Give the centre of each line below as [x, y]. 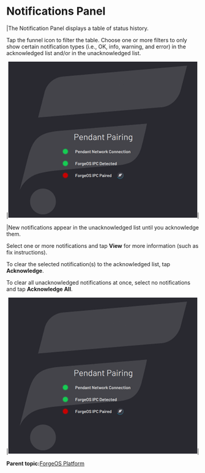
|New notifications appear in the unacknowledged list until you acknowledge [102, 227]
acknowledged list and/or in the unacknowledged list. [74, 53]
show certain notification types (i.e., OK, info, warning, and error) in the [96, 47]
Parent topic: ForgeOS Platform [45, 463]
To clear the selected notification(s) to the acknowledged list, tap [88, 264]
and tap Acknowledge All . [39, 289]
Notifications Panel [56, 11]
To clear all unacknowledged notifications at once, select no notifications [99, 282]
